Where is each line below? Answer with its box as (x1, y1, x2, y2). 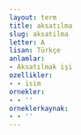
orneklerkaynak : (9, 104, 69, 113)
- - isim (9, 79, 41, 88)
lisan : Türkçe (9, 46, 62, 55)
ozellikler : (9, 71, 53, 80)
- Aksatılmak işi (9, 63, 73, 72)
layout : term (9, 12, 57, 22)
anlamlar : (9, 54, 46, 63)
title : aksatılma (9, 21, 73, 30)
